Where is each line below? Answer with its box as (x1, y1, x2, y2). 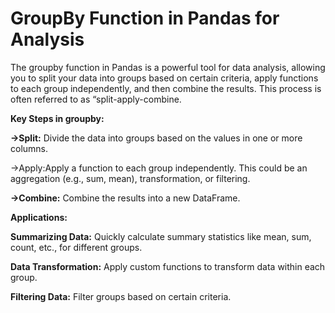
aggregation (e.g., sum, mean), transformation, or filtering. (10, 172, 251, 184)
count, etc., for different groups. (10, 241, 143, 253)
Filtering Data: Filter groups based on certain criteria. (10, 290, 232, 302)
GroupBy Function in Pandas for (10, 7, 280, 30)
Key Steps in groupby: (10, 112, 105, 124)
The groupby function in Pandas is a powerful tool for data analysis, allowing (10, 61, 326, 73)
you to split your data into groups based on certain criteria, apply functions (10, 72, 319, 84)
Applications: (10, 211, 68, 223)
